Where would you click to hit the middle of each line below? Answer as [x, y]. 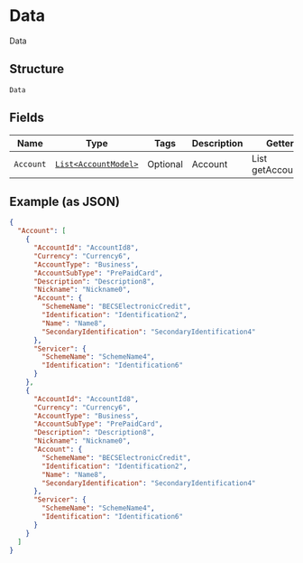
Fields [27, 118]
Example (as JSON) [64, 201]
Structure [37, 69]
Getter [280, 143]
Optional [165, 164]
